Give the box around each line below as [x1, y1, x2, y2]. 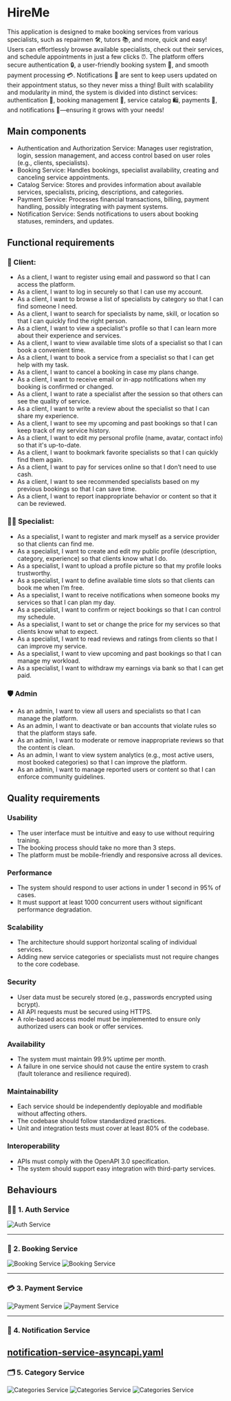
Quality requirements [7, 793, 100, 804]
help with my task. [16, 361, 69, 369]
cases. [16, 891, 36, 899]
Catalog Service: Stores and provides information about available [16, 180, 201, 188]
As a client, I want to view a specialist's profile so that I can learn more [16, 324, 217, 333]
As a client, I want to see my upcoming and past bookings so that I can [16, 419, 218, 428]
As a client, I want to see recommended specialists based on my [16, 478, 199, 486]
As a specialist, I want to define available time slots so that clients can [16, 576, 215, 584]
